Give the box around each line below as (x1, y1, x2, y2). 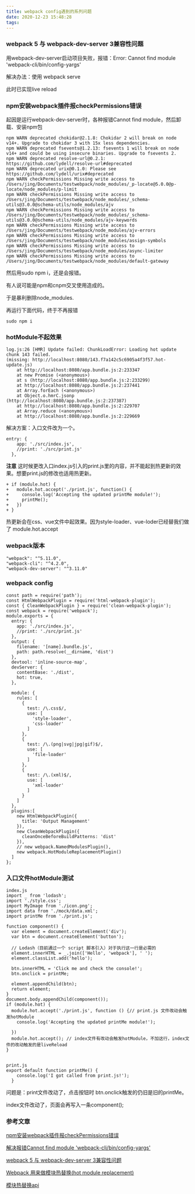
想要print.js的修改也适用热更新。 (16, 470, 95, 477)
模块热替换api (6, 1182, 39, 1189)
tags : (6, 19, 19, 25)
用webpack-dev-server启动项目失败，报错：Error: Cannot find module (6, 54, 176, 62)
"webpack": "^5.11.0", (6, 555, 61, 561)
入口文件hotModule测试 (6, 874, 74, 882)
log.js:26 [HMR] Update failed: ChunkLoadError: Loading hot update (6, 347, 177, 352)
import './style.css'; (6, 898, 61, 904)
